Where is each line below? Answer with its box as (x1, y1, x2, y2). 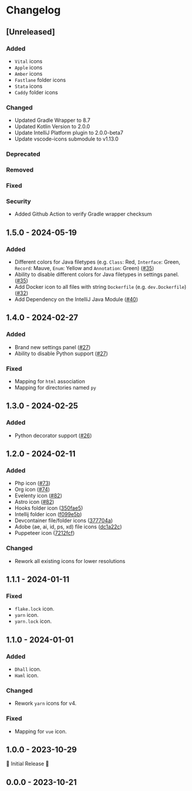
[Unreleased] (6, 27, 56, 37)
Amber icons (14, 70, 43, 77)
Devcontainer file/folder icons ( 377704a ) (14, 517, 113, 524)
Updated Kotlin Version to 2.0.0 (14, 123, 90, 130)
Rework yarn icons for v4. (14, 700, 77, 707)
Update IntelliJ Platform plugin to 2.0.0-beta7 (14, 129, 124, 137)
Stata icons (14, 83, 43, 90)
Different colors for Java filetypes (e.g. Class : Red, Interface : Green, (14, 258, 180, 265)
